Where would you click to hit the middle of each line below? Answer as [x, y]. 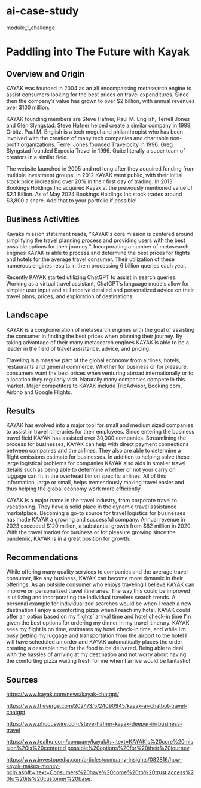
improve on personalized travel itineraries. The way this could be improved [98, 591]
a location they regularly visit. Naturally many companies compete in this [96, 379]
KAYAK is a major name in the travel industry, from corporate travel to [92, 501]
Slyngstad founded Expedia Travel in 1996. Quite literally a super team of [96, 150]
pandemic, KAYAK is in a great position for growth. [68, 539]
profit [13, 144]
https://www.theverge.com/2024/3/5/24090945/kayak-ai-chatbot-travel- [97, 706]
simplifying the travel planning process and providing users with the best [96, 240]
